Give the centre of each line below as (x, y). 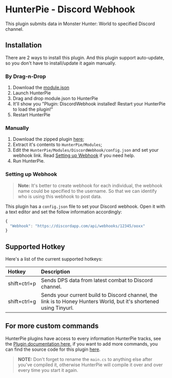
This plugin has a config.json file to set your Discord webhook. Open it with (85, 206)
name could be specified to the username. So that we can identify (87, 191)
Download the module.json (41, 88)
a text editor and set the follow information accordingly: (64, 212)
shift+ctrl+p (22, 284)
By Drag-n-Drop (26, 76)
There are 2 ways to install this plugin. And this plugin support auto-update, (85, 57)
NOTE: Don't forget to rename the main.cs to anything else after (85, 359)
